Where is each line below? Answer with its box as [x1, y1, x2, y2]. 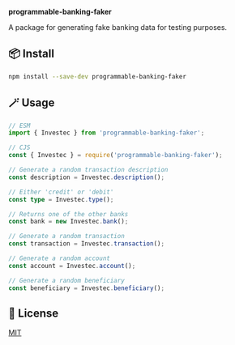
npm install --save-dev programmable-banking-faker [8, 72, 186, 80]
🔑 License [8, 306, 59, 320]
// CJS [8, 143, 31, 152]
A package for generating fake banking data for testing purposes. [8, 23, 228, 32]
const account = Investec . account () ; [8, 262, 136, 270]
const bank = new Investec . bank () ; [8, 218, 129, 226]
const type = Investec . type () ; [8, 195, 114, 203]
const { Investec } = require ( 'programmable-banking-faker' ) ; [8, 151, 223, 160]
